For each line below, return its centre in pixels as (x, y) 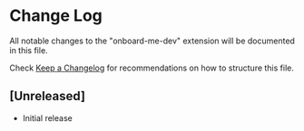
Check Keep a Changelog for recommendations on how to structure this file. (152, 68)
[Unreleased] (48, 96)
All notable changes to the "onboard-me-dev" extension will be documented (152, 41)
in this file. (29, 50)
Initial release (47, 117)
